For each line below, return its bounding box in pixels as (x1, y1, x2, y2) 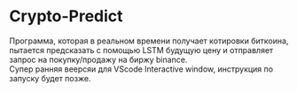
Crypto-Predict (9, 6, 123, 27)
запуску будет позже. (9, 73, 91, 83)
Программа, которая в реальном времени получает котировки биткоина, (9, 35, 289, 46)
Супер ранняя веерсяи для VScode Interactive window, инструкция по (9, 64, 273, 74)
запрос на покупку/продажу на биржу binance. (9, 54, 188, 65)
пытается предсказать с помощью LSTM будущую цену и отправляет (9, 44, 274, 55)
